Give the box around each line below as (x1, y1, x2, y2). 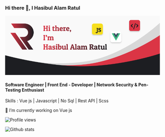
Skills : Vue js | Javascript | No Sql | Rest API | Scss (5, 98, 109, 104)
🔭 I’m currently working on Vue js (5, 107, 72, 113)
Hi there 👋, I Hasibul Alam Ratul (5, 4, 81, 11)
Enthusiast (22, 87, 44, 93)
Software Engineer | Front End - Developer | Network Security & (5, 81, 137, 88)
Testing (5, 87, 21, 93)
